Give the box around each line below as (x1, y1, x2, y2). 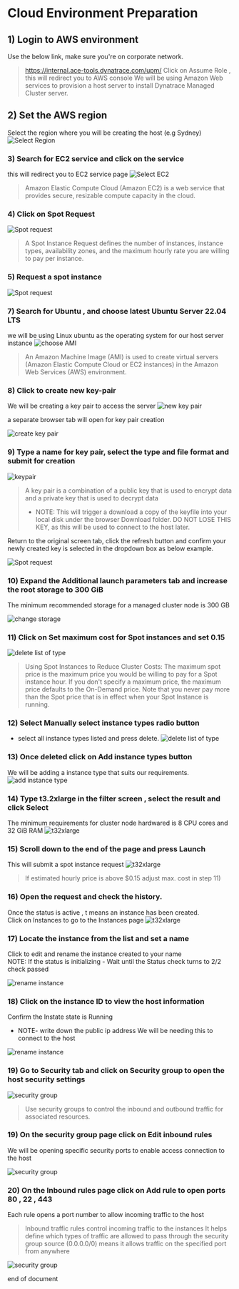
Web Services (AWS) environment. (24, 368, 127, 376)
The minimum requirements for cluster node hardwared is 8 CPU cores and (7, 818, 228, 828)
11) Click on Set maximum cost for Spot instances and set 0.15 (7, 632, 225, 642)
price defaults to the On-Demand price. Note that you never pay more (24, 685, 230, 694)
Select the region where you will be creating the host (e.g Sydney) (7, 128, 202, 137)
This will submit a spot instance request (7, 861, 124, 869)
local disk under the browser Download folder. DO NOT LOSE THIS (35, 515, 232, 523)
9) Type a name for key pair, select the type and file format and (7, 447, 230, 457)
